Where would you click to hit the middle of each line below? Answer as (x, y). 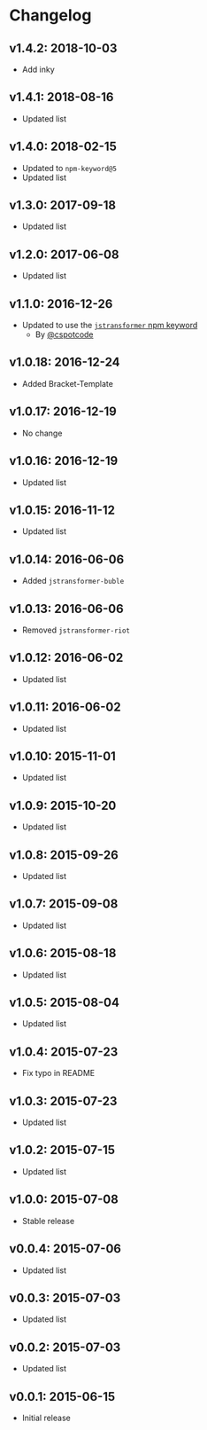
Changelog (50, 16)
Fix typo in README (58, 1073)
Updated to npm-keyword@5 (69, 168)
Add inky (38, 69)
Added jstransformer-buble (73, 581)
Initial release (46, 1418)
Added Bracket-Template (67, 383)
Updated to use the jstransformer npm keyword (110, 326)
